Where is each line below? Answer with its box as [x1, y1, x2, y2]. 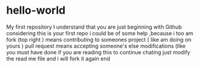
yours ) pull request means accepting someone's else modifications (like [6, 42, 186, 50]
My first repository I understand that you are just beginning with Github [6, 23, 182, 30]
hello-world [6, 4, 66, 17]
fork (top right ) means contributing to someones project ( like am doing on [6, 36, 192, 43]
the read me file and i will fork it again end [6, 55, 110, 62]
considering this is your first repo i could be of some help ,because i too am [6, 29, 194, 36]
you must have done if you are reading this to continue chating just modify [6, 48, 191, 55]
